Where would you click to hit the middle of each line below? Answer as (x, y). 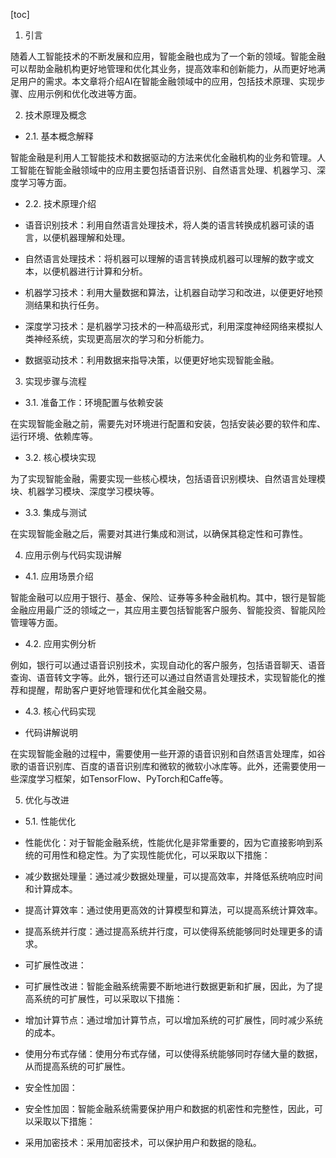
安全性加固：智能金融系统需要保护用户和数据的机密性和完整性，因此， (169, 1108)
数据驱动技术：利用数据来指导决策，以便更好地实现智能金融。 (152, 360)
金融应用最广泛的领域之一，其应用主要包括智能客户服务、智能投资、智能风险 (168, 610)
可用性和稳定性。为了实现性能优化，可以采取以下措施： (156, 855)
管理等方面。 (36, 622)
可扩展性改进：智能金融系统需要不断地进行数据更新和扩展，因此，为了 (169, 986)
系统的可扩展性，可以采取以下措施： (108, 998)
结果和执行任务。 (69, 305)
